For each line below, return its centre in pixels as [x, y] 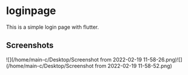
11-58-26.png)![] [163, 59]
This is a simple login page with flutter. [52, 27]
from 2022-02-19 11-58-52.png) [134, 66]
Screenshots [30, 45]
